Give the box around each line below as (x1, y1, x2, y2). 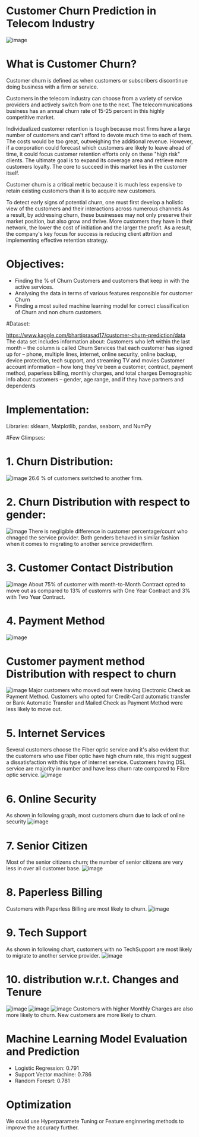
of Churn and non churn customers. (14, 308, 103, 315)
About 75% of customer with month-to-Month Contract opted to (29, 580, 186, 588)
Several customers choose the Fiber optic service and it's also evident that (6, 746, 189, 753)
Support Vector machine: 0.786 (14, 1071, 92, 1078)
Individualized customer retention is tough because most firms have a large (6, 125, 191, 132)
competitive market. (6, 113, 55, 121)
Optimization (6, 1098, 71, 1111)
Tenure (6, 986, 42, 999)
